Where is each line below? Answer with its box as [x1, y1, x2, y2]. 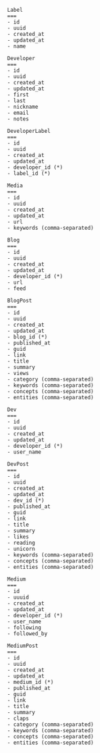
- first [7, 91, 30, 98]
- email [7, 109, 30, 116]
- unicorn [7, 545, 36, 552]
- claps [7, 715, 30, 722]
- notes [7, 116, 30, 123]
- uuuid [7, 594, 30, 601]
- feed [7, 285, 26, 292]
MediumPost [7, 642, 39, 649]
